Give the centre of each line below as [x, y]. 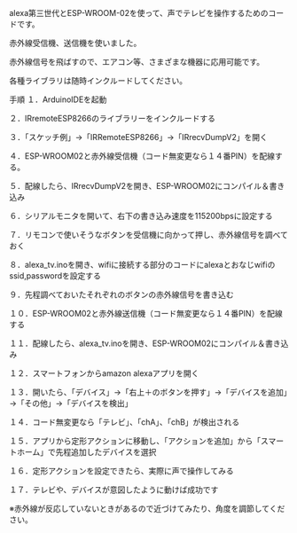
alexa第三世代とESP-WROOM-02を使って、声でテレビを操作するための [139, 13]
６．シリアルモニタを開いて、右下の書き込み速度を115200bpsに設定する [141, 216]
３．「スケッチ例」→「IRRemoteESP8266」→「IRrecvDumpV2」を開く [138, 137]
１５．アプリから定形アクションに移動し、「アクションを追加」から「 [135, 441]
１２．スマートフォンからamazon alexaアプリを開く [104, 373]
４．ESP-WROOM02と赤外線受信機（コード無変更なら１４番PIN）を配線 [142, 156]
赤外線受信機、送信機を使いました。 [75, 43]
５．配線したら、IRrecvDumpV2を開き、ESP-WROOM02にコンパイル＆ [140, 186]
